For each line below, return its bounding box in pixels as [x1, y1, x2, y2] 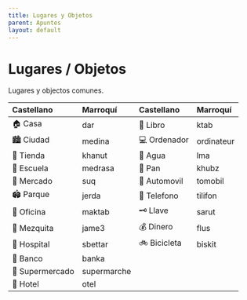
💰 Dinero [138, 221, 173, 232]
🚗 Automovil [138, 176, 183, 187]
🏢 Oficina [12, 206, 46, 217]
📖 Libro [138, 119, 165, 130]
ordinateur [196, 135, 235, 146]
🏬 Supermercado [12, 266, 74, 277]
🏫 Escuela [12, 163, 49, 174]
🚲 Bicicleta [138, 237, 182, 248]
